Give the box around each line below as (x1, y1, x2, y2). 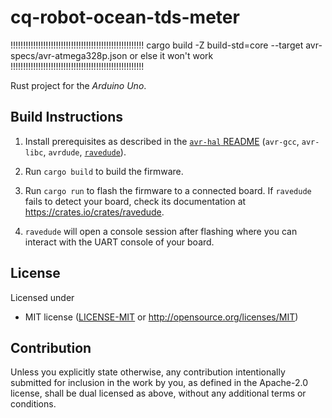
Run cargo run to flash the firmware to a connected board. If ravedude (24, 184, 312, 196)
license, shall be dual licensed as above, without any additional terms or (10, 387, 307, 400)
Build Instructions (10, 109, 124, 126)
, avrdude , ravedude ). (43, 146, 127, 158)
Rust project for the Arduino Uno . (10, 79, 147, 91)
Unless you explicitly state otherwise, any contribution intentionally (10, 366, 286, 378)
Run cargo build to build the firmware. (24, 165, 184, 177)
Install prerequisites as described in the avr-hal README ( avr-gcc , (24, 135, 300, 147)
